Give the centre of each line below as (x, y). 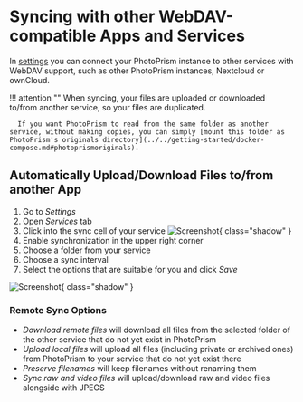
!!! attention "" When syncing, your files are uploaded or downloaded (137, 98)
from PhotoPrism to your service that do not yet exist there (132, 359)
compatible (53, 36)
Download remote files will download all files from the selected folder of (156, 330)
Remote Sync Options (58, 310)
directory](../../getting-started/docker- (184, 139)
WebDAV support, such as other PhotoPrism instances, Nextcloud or (137, 71)
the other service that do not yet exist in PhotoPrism (119, 340)
